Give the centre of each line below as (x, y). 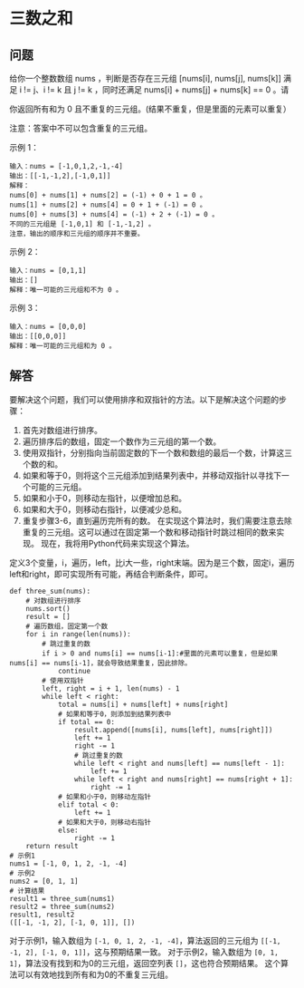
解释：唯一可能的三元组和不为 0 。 (66, 290)
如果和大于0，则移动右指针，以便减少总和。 (104, 509)
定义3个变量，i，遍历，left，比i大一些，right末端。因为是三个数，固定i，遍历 (152, 562)
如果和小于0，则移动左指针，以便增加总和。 (104, 498)
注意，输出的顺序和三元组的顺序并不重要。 (77, 234)
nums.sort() (48, 608)
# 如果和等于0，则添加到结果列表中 (114, 714)
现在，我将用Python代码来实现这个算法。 (117, 543)
